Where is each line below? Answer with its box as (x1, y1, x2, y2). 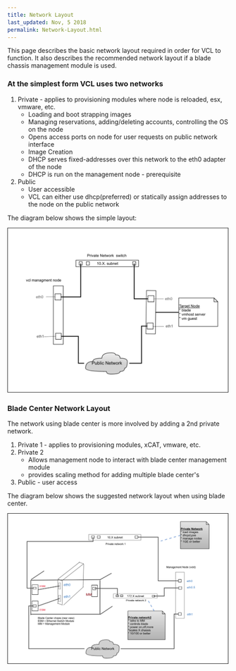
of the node (27, 162, 62, 171)
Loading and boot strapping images (27, 110, 132, 118)
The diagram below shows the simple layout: (7, 214, 137, 222)
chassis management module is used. (7, 61, 118, 70)
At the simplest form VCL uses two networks (7, 79, 163, 89)
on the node (27, 125, 63, 133)
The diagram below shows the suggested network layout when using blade (7, 492, 225, 500)
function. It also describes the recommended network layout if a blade (7, 54, 211, 63)
